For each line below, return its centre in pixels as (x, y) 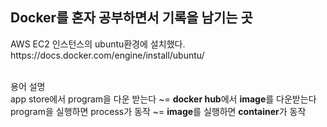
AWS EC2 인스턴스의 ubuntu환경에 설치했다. (98, 44)
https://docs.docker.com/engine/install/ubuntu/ (107, 55)
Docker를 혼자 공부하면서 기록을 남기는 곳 (131, 18)
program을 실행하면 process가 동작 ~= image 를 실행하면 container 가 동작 (158, 111)
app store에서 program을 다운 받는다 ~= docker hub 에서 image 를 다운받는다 (163, 99)
